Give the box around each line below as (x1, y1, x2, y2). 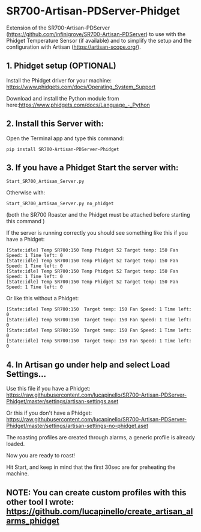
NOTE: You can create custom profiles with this (6, 487, 187, 498)
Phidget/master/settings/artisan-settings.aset (6, 398, 119, 405)
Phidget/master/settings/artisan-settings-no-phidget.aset (6, 422, 149, 430)
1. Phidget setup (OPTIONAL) (6, 61, 116, 71)
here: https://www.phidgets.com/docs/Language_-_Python (6, 101, 150, 108)
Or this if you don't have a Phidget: (6, 409, 92, 416)
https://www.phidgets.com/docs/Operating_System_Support (6, 83, 156, 90)
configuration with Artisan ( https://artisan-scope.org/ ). (6, 43, 141, 51)
